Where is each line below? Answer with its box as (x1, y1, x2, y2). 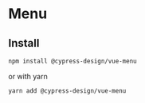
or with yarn (8, 71, 48, 81)
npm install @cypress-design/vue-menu (8, 57, 137, 65)
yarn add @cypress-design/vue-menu (8, 86, 127, 95)
